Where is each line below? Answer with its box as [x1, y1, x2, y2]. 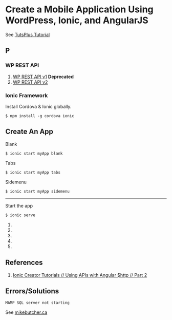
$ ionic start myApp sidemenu [5, 189, 70, 194]
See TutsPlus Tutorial [5, 31, 50, 37]
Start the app [5, 202, 33, 209]
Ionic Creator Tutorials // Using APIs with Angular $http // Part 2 [12, 272, 147, 278]
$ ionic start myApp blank [5, 150, 63, 156]
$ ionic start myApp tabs [5, 170, 60, 175]
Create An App [5, 127, 54, 136]
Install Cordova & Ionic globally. [5, 103, 72, 109]
